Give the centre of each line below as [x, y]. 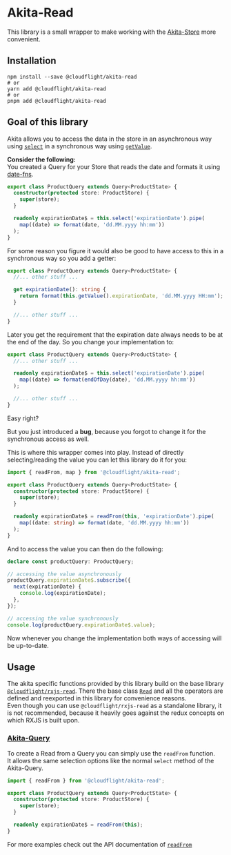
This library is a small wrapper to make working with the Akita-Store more [112, 32]
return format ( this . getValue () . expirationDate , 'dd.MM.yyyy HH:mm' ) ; [122, 296]
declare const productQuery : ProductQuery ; [71, 561]
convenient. [24, 39]
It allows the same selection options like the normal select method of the [111, 760]
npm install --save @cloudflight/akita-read [72, 77]
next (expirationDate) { [47, 587]
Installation [32, 61]
